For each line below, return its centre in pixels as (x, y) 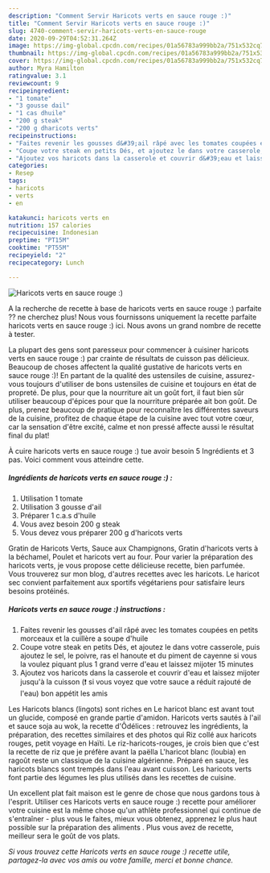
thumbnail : (27, 53)
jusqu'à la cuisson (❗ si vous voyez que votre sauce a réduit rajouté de (135, 681)
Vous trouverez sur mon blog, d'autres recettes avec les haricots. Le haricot (134, 574)
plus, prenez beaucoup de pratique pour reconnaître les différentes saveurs (133, 409)
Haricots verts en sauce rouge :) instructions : (87, 609)
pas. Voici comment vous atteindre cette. (76, 459)
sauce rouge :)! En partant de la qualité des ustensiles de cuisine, (116, 375)
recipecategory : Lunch (46, 263)
